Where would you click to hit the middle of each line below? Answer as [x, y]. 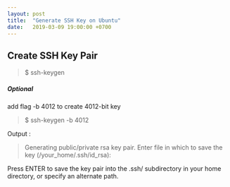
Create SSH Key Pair [53, 55]
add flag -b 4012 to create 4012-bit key [64, 107]
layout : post [26, 14]
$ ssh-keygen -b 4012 [57, 120]
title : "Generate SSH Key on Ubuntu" [64, 20]
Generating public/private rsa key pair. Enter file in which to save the [123, 147]
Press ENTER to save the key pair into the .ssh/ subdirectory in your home [114, 169]
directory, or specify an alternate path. [63, 176]
